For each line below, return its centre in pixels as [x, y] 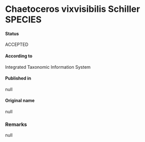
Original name [20, 100]
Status [12, 34]
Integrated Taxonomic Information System [48, 67]
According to [19, 56]
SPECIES [24, 20]
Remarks [16, 124]
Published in [18, 78]
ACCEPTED [17, 45]
